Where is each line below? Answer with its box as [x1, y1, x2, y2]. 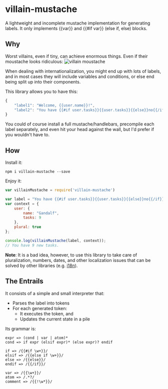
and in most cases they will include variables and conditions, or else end [5, 73, 154, 79]
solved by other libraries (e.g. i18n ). [5, 262, 78, 268]
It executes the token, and [19, 310, 73, 316]
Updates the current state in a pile [19, 316, 90, 322]
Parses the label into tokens [12, 300, 70, 306]
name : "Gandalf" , [23, 210, 59, 215]
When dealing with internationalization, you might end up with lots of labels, [5, 68, 161, 74]
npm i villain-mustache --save [5, 169, 70, 174]
